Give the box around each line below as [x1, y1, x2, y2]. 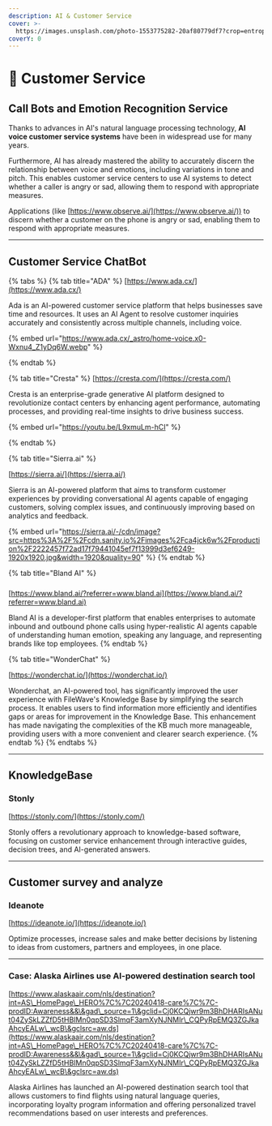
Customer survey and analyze [8, 875, 164, 889]
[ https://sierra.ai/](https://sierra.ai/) [8, 470, 126, 479]
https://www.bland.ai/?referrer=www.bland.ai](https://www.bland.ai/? [11, 588, 243, 598]
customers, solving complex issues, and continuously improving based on [8, 502, 255, 512]
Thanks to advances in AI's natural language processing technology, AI [8, 123, 246, 133]
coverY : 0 [8, 34, 42, 43]
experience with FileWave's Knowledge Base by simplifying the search [8, 694, 244, 704]
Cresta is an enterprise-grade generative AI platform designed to [8, 389, 225, 399]
